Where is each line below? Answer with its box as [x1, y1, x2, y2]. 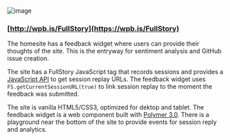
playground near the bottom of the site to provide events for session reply [7, 118, 218, 126]
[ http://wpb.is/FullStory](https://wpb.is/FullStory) [7, 24, 180, 33]
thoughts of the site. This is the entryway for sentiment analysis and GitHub [7, 47, 222, 55]
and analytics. [7, 125, 47, 134]
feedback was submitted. [7, 90, 79, 98]
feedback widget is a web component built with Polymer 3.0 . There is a [7, 111, 209, 119]
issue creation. [7, 54, 50, 62]
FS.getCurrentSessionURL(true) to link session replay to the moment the [7, 82, 213, 91]
